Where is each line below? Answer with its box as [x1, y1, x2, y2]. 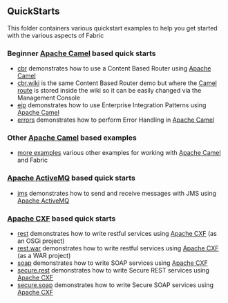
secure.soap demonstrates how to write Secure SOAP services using [17, 281, 214, 289]
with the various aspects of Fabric [7, 31, 104, 39]
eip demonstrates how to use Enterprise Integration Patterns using [17, 101, 207, 109]
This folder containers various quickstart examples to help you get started [7, 24, 218, 32]
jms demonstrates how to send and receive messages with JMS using [17, 189, 216, 197]
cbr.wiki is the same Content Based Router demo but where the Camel [17, 79, 218, 87]
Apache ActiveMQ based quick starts [7, 173, 136, 183]
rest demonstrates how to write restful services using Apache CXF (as [17, 230, 218, 237]
